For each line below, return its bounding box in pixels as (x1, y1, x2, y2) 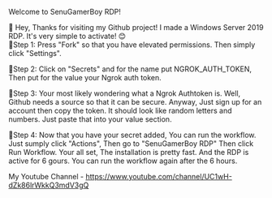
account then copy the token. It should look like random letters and (8, 105, 233, 115)
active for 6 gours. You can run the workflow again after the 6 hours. (8, 156, 238, 166)
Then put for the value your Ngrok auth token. (8, 73, 162, 82)
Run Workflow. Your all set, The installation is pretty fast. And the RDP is (8, 148, 249, 157)
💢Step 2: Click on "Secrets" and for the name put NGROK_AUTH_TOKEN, (8, 64, 253, 74)
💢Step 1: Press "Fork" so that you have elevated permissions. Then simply (8, 40, 256, 49)
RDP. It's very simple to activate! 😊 (8, 32, 127, 41)
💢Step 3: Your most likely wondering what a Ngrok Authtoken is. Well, (8, 88, 241, 98)
